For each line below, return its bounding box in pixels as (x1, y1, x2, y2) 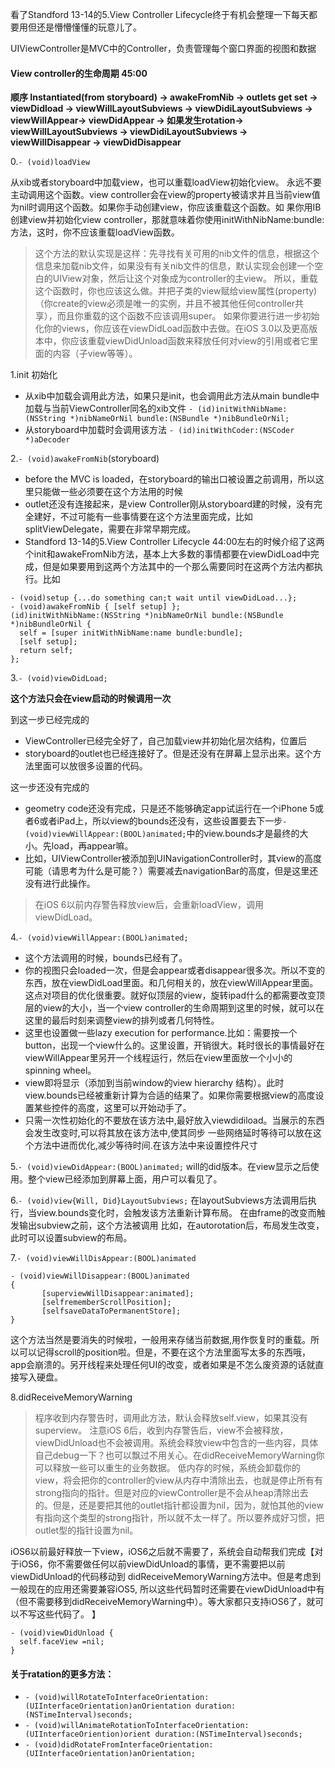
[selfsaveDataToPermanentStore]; (41, 1306, 182, 1317)
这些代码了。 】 (36, 1608, 101, 1620)
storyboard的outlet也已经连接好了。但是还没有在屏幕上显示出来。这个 (24, 748, 313, 760)
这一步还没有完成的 (10, 781, 90, 793)
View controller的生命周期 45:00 (10, 67, 148, 79)
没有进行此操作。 (24, 878, 96, 890)
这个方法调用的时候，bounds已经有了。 (24, 952, 188, 964)
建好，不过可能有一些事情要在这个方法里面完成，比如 (33, 511, 253, 523)
